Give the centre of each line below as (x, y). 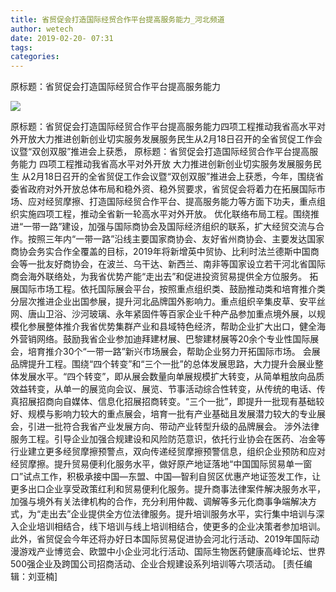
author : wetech (42, 29)
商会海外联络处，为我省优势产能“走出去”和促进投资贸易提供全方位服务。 (159, 277)
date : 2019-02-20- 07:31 (62, 38)
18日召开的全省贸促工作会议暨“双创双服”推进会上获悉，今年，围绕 (180, 177)
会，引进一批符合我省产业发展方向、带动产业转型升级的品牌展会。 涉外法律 (165, 427)
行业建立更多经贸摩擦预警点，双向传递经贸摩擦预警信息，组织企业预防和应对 (168, 452)
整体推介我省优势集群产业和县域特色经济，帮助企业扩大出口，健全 (180, 327)
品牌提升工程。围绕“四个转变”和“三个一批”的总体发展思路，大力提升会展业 (162, 364)
